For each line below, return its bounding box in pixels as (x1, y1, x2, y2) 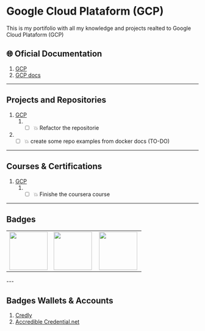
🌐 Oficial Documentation (6, 49, 103, 59)
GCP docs (15, 71, 41, 79)
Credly (15, 311, 32, 319)
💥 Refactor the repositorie (33, 124, 99, 131)
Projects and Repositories (6, 95, 107, 105)
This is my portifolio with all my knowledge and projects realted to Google (6, 24, 191, 32)
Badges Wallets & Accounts (6, 295, 114, 306)
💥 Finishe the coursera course (33, 191, 110, 198)
